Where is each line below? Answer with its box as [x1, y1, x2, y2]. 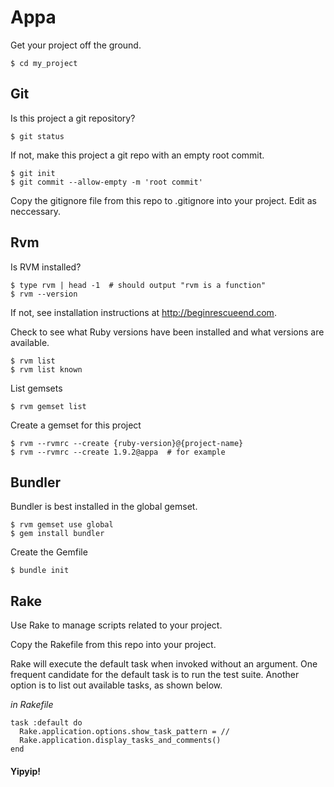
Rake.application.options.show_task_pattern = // [19, 727, 230, 737]
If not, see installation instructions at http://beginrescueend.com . [10, 306, 277, 318]
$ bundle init [10, 566, 70, 576]
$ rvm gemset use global [10, 520, 114, 530]
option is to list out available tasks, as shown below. [10, 679, 223, 691]
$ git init [10, 168, 56, 178]
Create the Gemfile [10, 546, 88, 558]
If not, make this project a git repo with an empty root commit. [10, 149, 265, 161]
